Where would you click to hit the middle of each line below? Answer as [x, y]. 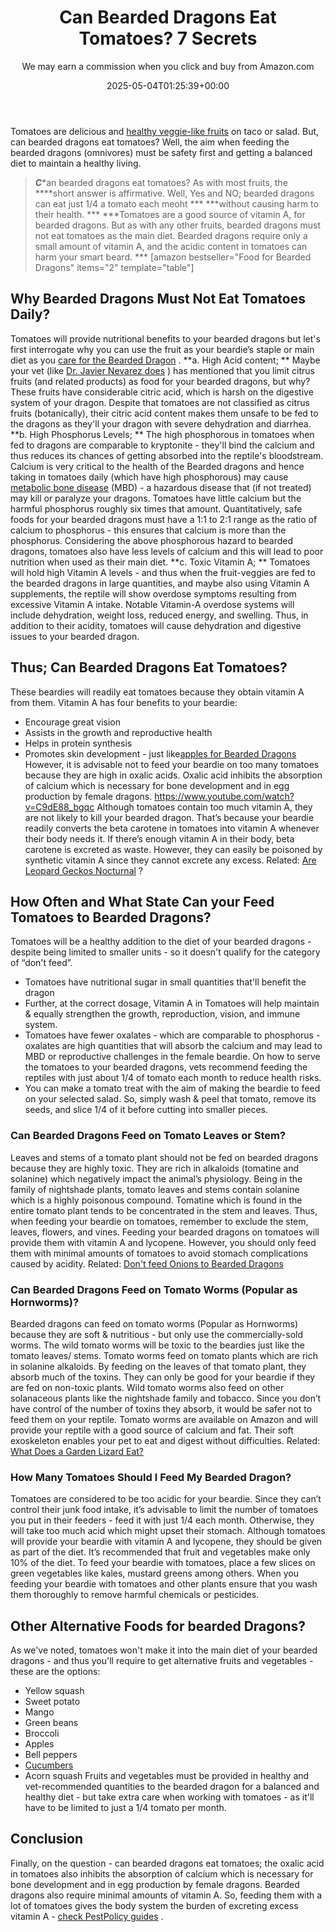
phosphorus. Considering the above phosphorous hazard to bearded [152, 540]
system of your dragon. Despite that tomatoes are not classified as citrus [160, 402]
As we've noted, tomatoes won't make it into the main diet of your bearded [164, 1650]
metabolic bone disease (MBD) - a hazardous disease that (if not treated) [161, 487]
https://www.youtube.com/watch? [224, 796]
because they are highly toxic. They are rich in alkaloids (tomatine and [154, 1168]
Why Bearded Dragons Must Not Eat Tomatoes [158, 299]
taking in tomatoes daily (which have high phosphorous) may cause [149, 477]
